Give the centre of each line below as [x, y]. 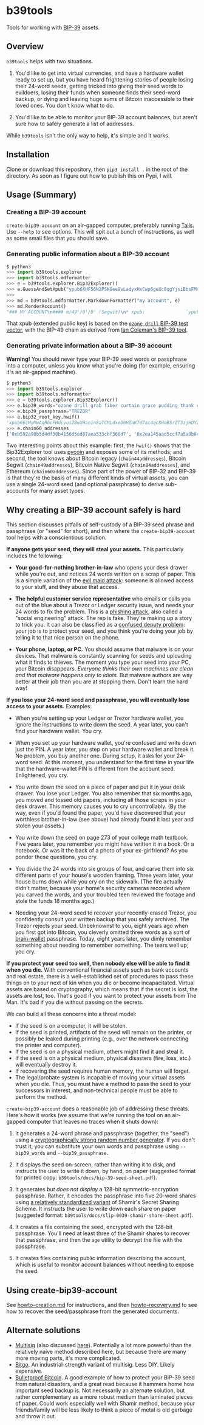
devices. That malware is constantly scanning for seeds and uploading [104, 656]
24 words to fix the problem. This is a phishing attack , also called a [99, 611]
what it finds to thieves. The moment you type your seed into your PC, [103, 662]
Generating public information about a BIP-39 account [88, 254]
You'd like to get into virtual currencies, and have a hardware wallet [99, 73]
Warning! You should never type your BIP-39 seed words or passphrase [97, 359]
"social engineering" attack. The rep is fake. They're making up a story [104, 618]
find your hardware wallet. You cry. [59, 731]
